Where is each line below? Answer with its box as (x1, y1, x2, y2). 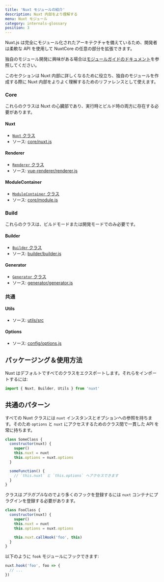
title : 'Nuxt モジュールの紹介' (5, 7, 65, 12)
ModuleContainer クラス (12, 191, 60, 197)
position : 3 (5, 26, 29, 30)
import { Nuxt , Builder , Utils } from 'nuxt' (5, 386, 100, 391)
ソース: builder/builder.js (12, 250, 61, 256)
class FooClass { (5, 508, 41, 513)
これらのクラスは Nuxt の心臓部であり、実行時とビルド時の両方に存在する (5, 103, 155, 109)
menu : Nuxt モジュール (5, 16, 48, 21)
